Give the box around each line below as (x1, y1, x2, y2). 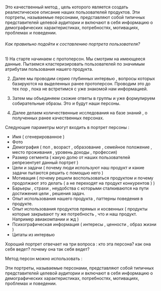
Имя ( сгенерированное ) (12, 134, 64, 140)
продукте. (12, 201, 33, 207)
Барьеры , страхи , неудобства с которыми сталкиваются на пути (12, 185, 149, 191)
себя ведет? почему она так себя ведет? (5, 246, 90, 252)
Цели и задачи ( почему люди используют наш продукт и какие (12, 165, 145, 171)
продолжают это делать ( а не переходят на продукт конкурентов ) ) (12, 180, 155, 186)
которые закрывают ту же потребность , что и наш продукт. (12, 211, 137, 217)
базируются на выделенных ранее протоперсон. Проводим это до (12, 81, 151, 87)
